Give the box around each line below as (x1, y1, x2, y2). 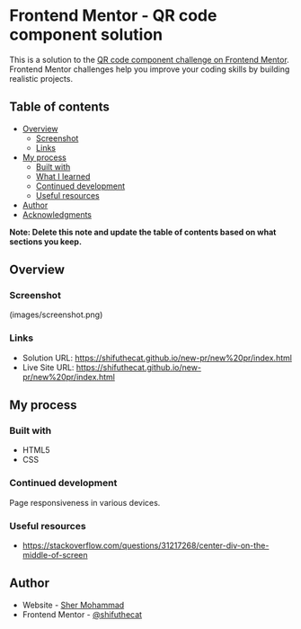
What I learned (35, 171, 91, 182)
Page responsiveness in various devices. (9, 497, 161, 508)
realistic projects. (9, 73, 74, 84)
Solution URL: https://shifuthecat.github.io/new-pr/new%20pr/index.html (22, 352, 292, 363)
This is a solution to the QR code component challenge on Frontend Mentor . (9, 54, 289, 65)
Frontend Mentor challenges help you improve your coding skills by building (9, 64, 290, 75)
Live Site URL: (22, 361, 75, 373)
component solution (9, 24, 164, 45)
